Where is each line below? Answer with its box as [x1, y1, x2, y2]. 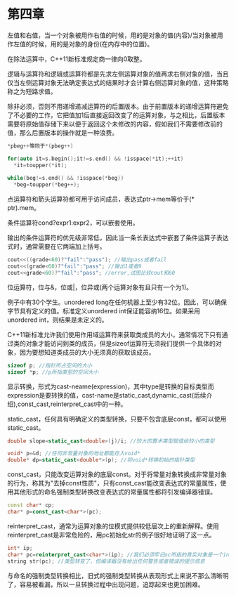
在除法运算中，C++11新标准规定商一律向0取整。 [7, 54, 146, 63]
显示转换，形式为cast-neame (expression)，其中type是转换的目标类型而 [7, 382, 214, 391]
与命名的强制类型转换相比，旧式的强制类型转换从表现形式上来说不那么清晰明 [7, 571, 229, 580]
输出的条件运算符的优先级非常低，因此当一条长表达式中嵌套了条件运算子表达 [7, 233, 229, 242]
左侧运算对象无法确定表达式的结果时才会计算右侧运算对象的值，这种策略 [19, 78, 229, 86]
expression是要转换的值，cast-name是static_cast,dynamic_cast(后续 [7, 391, 206, 399]
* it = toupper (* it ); [13, 162, 68, 169]
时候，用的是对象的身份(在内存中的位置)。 [31, 39, 154, 48]
